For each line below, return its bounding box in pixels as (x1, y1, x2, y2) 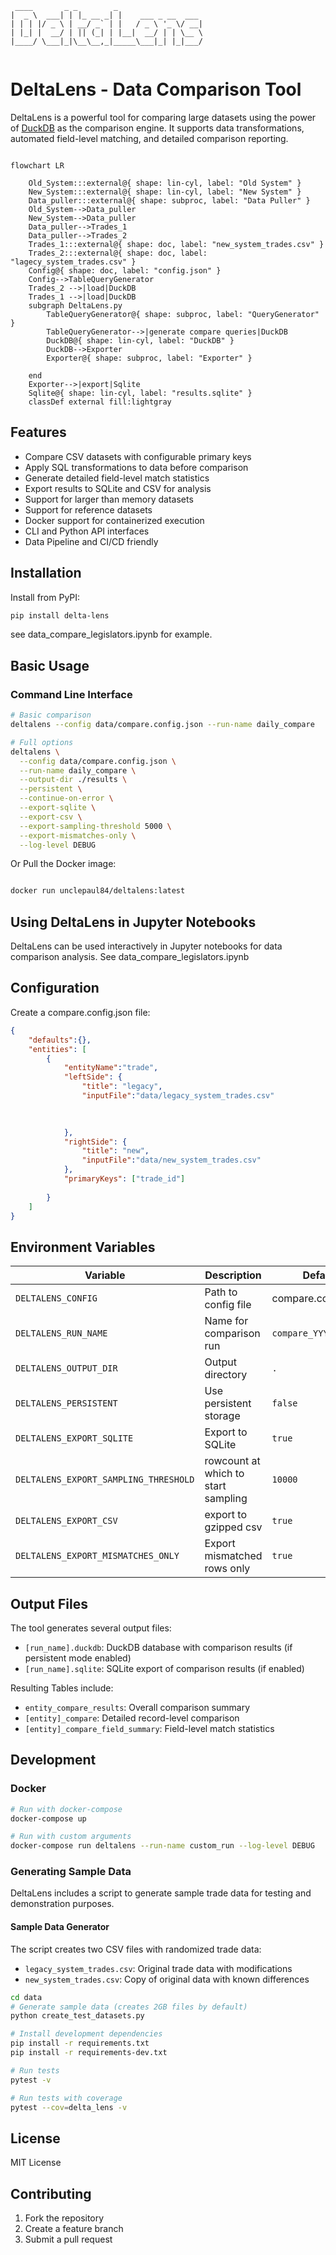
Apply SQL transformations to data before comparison (24, 461, 249, 473)
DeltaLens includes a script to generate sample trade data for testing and (10, 1887, 312, 1899)
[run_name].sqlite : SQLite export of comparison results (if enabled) (24, 1663, 305, 1674)
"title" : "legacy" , (81, 1082, 163, 1092)
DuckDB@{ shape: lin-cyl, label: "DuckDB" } (46, 335, 235, 346)
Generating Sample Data (10, 1865, 132, 1879)
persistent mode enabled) (24, 1652, 132, 1664)
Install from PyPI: (10, 591, 81, 603)
